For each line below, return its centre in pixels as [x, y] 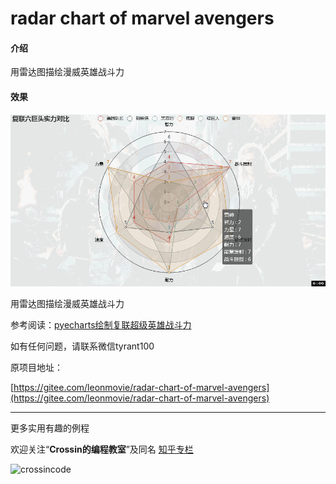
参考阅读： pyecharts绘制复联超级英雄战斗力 [101, 324]
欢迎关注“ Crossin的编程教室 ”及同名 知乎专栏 [102, 449]
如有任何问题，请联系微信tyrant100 [82, 346]
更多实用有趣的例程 [50, 428]
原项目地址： [36, 367]
